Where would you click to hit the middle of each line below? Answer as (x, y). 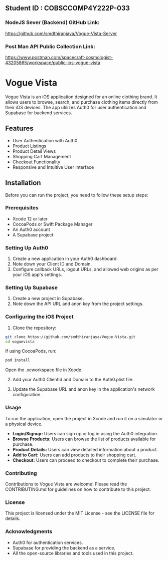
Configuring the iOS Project (39, 317)
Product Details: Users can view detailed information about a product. (85, 449)
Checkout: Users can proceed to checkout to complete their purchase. (86, 460)
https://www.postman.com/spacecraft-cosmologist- (59, 57)
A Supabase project (33, 234)
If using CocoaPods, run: (31, 351)
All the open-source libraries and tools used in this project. (73, 553)
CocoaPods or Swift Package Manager (52, 224)
